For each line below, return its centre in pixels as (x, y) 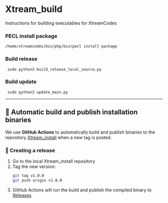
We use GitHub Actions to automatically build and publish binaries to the (80, 132)
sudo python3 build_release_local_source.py (54, 69)
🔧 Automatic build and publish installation (71, 112)
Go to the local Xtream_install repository (54, 161)
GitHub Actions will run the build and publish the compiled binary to (82, 190)
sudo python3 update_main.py (38, 92)
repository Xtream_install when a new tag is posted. (58, 137)
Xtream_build (34, 9)
